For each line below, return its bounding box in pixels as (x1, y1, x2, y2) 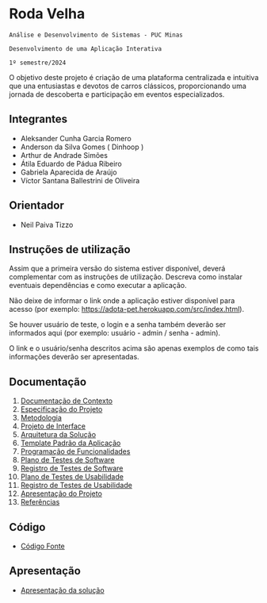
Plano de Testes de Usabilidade (20, 472, 124, 482)
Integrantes (9, 113, 68, 126)
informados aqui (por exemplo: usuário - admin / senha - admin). (9, 328, 221, 338)
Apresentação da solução (20, 585, 105, 595)
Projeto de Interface (20, 421, 86, 431)
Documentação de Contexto (20, 396, 113, 405)
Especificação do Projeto (20, 405, 103, 414)
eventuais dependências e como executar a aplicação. (9, 281, 187, 290)
